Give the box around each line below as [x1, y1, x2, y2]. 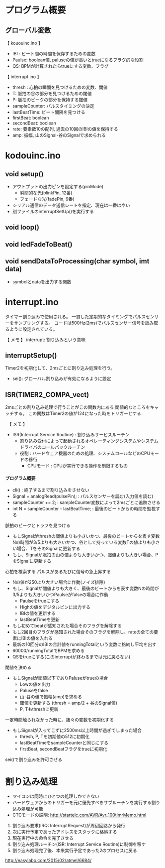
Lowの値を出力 [19, 681, 51, 687]
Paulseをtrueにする [19, 598, 60, 604]
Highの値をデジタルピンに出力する [19, 604, 90, 610]
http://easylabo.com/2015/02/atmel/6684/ [5, 858, 92, 864]
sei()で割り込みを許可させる [5, 756, 63, 762]
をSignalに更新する [12, 558, 52, 564]
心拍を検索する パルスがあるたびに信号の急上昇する [5, 569, 111, 575]
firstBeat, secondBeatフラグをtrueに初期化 [19, 746, 108, 752]
